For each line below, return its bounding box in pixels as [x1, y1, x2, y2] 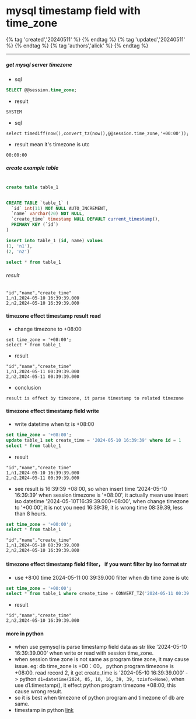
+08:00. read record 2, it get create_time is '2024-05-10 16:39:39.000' [14, 669, 185, 676]
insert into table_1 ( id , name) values [6, 238, 103, 243]
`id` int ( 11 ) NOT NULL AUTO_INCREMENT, [11, 205, 108, 211]
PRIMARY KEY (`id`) [11, 222, 59, 228]
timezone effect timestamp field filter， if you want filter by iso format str [6, 560, 187, 567]
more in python [6, 630, 44, 637]
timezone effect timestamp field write [6, 408, 99, 415]
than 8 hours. [14, 510, 47, 517]
